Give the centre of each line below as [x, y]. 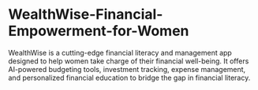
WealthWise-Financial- [86, 14]
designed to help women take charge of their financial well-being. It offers [129, 61]
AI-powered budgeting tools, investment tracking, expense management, [127, 69]
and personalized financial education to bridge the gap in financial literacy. [129, 77]
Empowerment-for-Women [99, 31]
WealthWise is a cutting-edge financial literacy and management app [120, 52]
